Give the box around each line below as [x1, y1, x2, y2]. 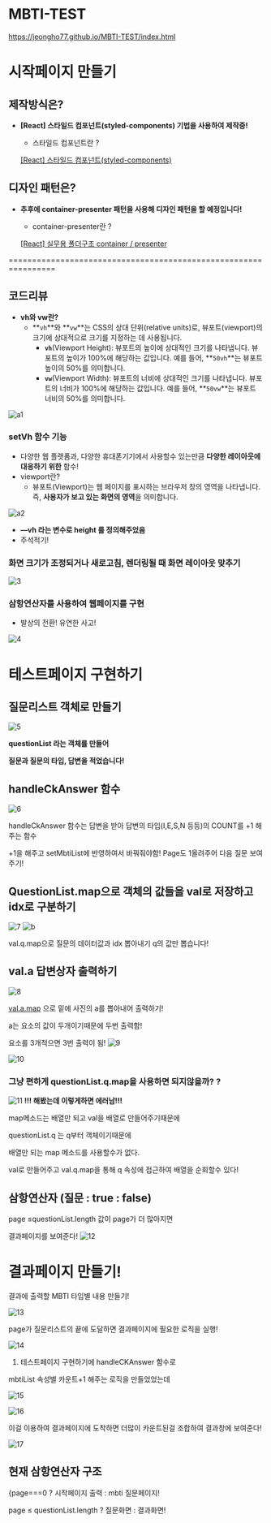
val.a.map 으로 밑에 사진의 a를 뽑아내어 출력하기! [8, 1003, 164, 1013]
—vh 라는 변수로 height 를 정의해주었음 [19, 524, 146, 534]
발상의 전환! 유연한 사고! [19, 618, 97, 628]
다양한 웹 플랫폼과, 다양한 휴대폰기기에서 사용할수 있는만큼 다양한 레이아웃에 [19, 451, 261, 461]
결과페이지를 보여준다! [8, 1232, 79, 1240]
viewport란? [19, 472, 61, 481]
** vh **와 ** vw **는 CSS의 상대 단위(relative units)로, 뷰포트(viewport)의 [32, 322, 263, 332]
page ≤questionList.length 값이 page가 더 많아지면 [8, 1215, 174, 1223]
